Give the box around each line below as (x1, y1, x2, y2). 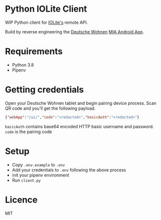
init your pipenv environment (12, 172, 69, 178)
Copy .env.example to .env (12, 162, 65, 168)
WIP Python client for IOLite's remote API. (5, 19, 88, 25)
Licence (5, 194, 38, 205)
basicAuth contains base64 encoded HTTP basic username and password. (5, 123, 154, 129)
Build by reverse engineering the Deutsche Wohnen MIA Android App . (5, 29, 144, 34)
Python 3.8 (12, 62, 34, 68)
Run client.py (12, 177, 41, 183)
